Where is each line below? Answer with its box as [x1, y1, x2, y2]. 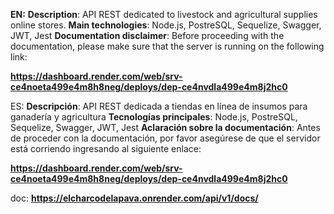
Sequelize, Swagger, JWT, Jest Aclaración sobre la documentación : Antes [10, 122, 321, 133]
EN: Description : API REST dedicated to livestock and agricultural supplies [10, 9, 318, 20]
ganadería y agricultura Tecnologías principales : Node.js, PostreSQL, [10, 111, 298, 123]
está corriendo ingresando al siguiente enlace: [10, 143, 202, 154]
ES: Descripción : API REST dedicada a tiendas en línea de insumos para [10, 100, 308, 112]
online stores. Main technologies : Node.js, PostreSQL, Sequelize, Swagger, [10, 19, 322, 31]
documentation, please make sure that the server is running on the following [10, 40, 325, 52]
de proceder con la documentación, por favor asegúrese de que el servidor [10, 132, 321, 144]
